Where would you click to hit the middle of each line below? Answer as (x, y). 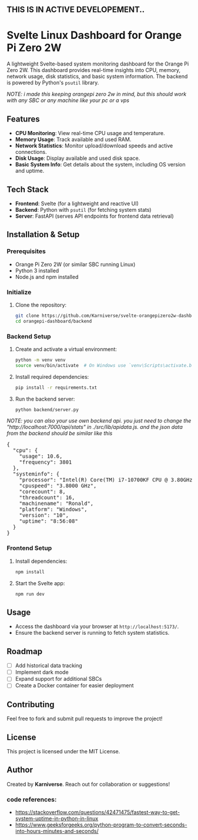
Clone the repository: (41, 305)
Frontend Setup (29, 548)
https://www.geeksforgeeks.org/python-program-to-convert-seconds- (101, 825)
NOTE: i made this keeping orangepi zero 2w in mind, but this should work (97, 94)
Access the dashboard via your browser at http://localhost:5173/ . (97, 626)
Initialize (19, 292)
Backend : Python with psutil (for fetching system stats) (83, 209)
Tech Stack (28, 189)
